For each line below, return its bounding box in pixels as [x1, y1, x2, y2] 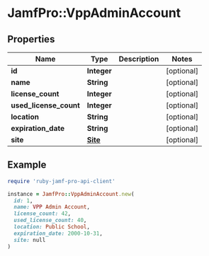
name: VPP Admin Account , [13, 204, 91, 211]
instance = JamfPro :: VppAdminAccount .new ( [7, 190, 135, 197]
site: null [13, 236, 46, 243]
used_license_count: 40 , [13, 217, 87, 224]
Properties [7, 33, 55, 45]
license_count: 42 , [13, 210, 72, 217]
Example [7, 159, 47, 171]
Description [118, 54, 159, 64]
